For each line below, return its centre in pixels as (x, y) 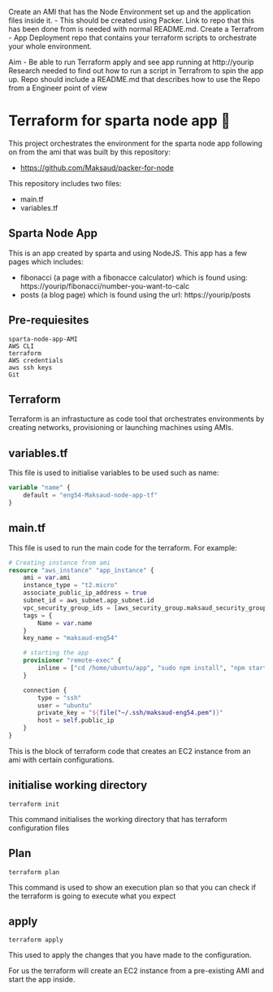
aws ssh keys (30, 368)
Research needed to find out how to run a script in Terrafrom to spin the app (136, 71)
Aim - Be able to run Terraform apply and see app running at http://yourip (131, 62)
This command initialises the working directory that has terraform (118, 819)
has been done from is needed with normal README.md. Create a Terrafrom (136, 29)
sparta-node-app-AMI (43, 339)
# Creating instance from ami (60, 563)
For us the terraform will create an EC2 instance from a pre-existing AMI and (136, 971)
